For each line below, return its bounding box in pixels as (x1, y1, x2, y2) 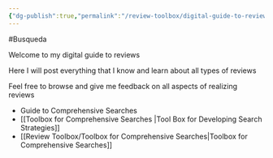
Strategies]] (19, 122, 60, 132)
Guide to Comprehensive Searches (19, 105, 138, 115)
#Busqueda (8, 34, 47, 44)
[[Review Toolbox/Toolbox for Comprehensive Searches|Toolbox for (19, 131, 248, 141)
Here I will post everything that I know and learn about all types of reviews (8, 66, 257, 75)
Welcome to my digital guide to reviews (8, 49, 141, 59)
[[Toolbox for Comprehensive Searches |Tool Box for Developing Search (19, 114, 262, 124)
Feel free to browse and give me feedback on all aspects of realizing (8, 81, 238, 91)
